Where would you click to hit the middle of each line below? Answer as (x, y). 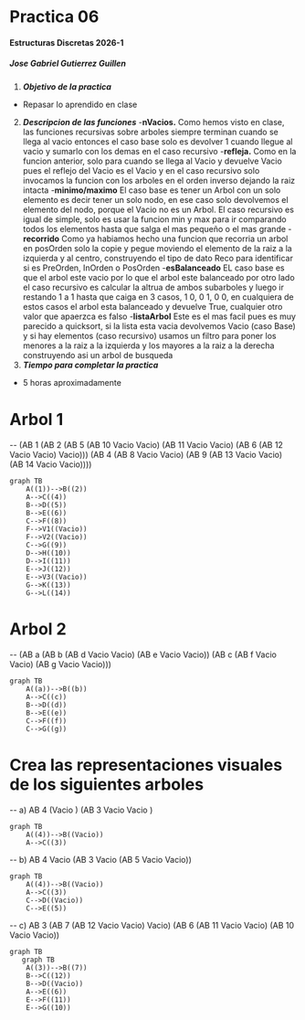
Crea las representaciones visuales (146, 765)
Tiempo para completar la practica (90, 365)
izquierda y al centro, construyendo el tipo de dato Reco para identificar (158, 258)
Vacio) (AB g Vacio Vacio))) (61, 664)
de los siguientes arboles (106, 784)
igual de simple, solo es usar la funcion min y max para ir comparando (154, 219)
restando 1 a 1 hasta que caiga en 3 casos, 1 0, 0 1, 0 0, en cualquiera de (158, 297)
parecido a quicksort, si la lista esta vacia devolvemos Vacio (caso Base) (159, 325)
